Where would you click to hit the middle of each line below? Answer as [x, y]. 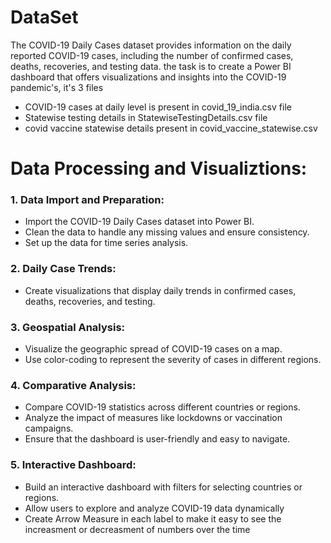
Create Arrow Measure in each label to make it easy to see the [153, 518]
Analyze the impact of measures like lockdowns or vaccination [153, 418]
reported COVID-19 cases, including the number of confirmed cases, [152, 55]
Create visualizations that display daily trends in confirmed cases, [160, 290]
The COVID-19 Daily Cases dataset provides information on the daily [151, 45]
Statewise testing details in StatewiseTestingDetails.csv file [146, 117]
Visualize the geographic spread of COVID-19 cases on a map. [153, 349]
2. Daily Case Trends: [63, 269]
